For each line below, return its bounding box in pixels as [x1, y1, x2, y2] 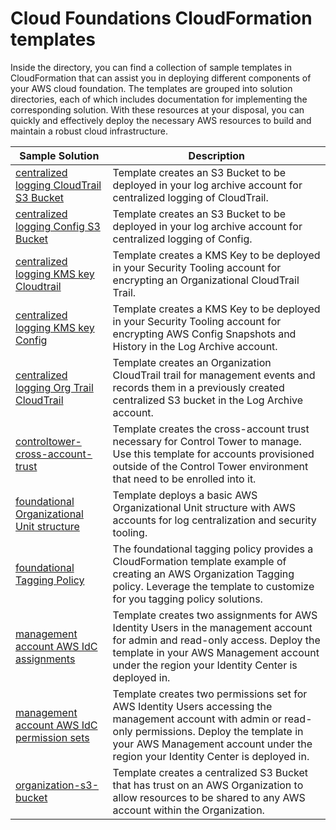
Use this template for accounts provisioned [112, 447, 315, 461]
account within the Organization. [112, 803, 265, 817]
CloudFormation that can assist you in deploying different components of [10, 72, 312, 84]
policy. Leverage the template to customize [112, 579, 315, 593]
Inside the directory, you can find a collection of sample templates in [10, 61, 293, 73]
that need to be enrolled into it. [112, 472, 257, 486]
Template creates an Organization [112, 355, 272, 369]
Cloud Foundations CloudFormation [10, 7, 313, 30]
